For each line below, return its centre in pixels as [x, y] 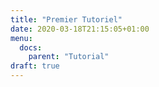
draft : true [35, 66]
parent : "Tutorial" [69, 57]
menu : [21, 38]
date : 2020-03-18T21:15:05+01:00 [80, 29]
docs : [31, 47]
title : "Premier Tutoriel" [66, 19]
